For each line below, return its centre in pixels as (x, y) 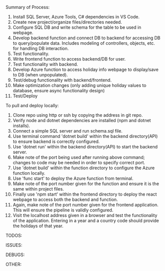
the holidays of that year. (38, 226)
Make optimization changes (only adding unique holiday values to (80, 85)
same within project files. (38, 189)
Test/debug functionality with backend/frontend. (62, 80)
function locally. (29, 173)
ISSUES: (14, 245)
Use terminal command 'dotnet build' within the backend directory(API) (85, 136)
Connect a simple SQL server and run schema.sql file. (67, 131)
